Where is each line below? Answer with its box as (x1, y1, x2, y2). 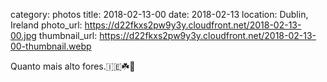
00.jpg (10, 30, 37, 41)
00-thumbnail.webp (10, 40, 92, 52)
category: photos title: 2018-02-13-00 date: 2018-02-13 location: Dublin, (10, 9, 309, 20)
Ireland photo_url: (10, 19, 83, 31)
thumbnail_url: (38, 30, 98, 41)
